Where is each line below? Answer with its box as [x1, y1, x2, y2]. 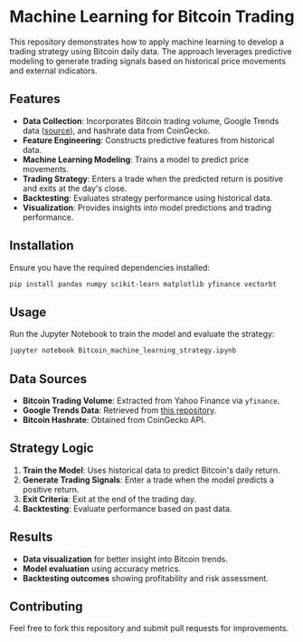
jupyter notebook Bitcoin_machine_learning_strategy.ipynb [9, 346, 237, 355]
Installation [9, 238, 74, 254]
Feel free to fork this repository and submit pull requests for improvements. [9, 623, 289, 634]
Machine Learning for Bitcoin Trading [9, 6, 295, 27]
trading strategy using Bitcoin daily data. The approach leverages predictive [9, 45, 292, 56]
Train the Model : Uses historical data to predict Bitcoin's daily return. [22, 465, 280, 475]
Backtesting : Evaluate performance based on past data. [22, 503, 232, 513]
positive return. [22, 484, 80, 494]
